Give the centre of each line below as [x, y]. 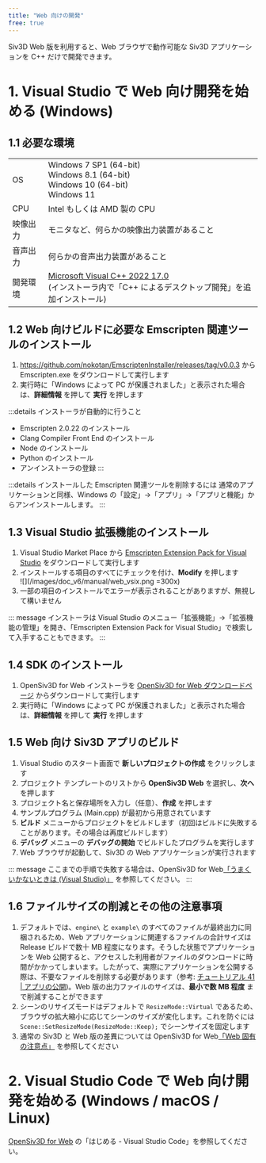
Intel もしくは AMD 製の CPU [102, 208]
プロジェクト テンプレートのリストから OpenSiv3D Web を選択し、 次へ [137, 782]
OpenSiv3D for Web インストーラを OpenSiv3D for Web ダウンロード [133, 685]
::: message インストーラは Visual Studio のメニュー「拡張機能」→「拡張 [127, 618]
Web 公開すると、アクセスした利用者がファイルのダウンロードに [141, 957]
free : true [26, 23]
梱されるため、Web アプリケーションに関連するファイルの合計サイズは [135, 937]
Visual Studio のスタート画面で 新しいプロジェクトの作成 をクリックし [134, 763]
